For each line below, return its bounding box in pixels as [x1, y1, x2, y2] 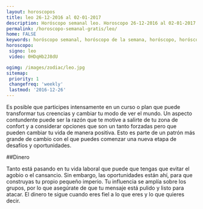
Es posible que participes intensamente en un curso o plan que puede [6, 104, 181, 110]
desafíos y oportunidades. [6, 142, 72, 149]
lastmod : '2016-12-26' [8, 87, 66, 93]
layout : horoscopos [6, 8, 56, 15]
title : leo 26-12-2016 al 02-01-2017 [6, 14, 101, 20]
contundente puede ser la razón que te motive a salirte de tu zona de [6, 116, 178, 123]
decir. [6, 197, 21, 204]
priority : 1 [8, 76, 39, 82]
